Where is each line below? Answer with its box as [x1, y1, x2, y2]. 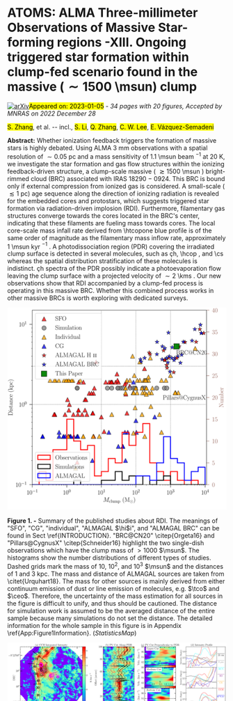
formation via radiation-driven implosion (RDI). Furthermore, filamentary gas [7, 204, 225, 212]
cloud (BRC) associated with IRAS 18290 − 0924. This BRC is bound [30, 174, 225, 182]
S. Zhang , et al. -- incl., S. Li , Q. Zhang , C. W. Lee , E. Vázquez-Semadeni [7, 123, 214, 131]
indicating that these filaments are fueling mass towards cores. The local [7, 219, 216, 227]
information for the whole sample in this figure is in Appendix [7, 621, 182, 629]
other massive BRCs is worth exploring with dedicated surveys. [7, 294, 188, 302]
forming [7, 35, 54, 50]
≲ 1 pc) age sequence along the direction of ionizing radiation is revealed [9, 189, 219, 198]
